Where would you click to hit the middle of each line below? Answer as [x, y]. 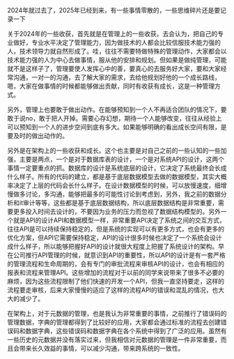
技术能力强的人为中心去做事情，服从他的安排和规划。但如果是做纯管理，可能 [117, 60]
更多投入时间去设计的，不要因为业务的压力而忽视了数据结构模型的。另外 [117, 212]
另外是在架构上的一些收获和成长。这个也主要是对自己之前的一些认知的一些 [114, 151]
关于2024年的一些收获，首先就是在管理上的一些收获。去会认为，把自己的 [112, 34]
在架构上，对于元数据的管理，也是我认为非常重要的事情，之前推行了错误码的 [117, 313]
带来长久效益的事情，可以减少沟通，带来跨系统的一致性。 [102, 348]
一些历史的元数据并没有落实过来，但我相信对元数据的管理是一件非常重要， [114, 339]
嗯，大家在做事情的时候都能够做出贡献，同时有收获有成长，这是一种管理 [111, 86]
